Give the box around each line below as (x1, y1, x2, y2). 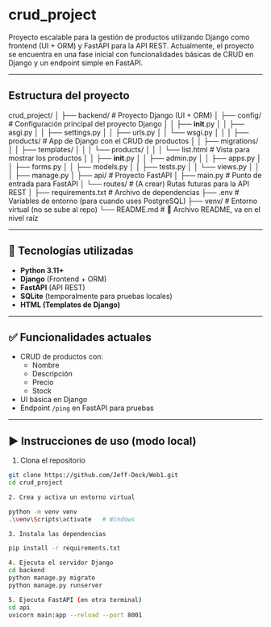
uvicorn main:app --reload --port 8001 (8, 611, 143, 619)
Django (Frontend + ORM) (19, 274, 107, 284)
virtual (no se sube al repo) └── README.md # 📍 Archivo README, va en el (8, 204, 261, 214)
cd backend (8, 567, 45, 575)
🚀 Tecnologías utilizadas (8, 244, 134, 258)
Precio (31, 377, 54, 388)
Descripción (31, 369, 73, 379)
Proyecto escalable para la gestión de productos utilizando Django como (8, 32, 250, 42)
